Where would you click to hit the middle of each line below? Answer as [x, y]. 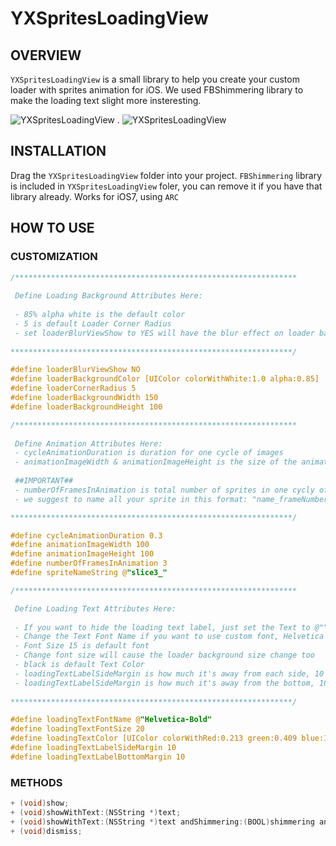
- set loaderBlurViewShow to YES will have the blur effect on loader [164, 333]
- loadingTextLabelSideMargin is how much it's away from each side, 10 [169, 673]
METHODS [36, 782]
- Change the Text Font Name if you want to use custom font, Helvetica [169, 637]
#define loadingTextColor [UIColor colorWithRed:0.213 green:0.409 [154, 738]
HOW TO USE [52, 228]
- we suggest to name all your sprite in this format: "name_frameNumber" [173, 499]
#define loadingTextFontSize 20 [77, 729]
